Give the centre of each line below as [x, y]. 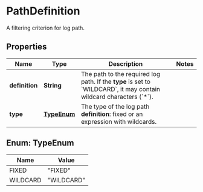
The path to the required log [121, 74]
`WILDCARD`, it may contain [120, 89]
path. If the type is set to [116, 82]
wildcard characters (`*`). [117, 97]
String [53, 85]
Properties [27, 47]
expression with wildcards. [119, 121]
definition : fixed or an [112, 114]
